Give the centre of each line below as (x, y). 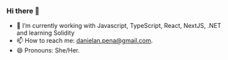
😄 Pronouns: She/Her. (48, 50)
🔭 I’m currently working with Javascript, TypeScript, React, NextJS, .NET (119, 26)
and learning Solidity (45, 33)
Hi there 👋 (23, 11)
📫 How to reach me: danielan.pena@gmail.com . (85, 41)
